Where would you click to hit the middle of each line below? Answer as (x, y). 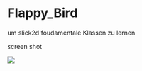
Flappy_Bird (43, 13)
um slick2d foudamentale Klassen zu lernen (71, 33)
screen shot (25, 46)
